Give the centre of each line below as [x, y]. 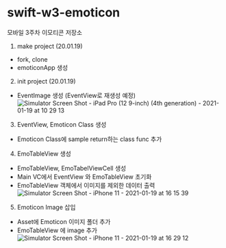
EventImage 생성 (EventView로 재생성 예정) [76, 95]
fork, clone [32, 59]
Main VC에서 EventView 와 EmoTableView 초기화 [84, 177]
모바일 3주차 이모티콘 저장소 [45, 32]
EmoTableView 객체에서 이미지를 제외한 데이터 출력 [86, 185]
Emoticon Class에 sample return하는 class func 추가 [89, 139]
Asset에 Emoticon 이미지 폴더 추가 [64, 221]
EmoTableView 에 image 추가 [57, 230]
